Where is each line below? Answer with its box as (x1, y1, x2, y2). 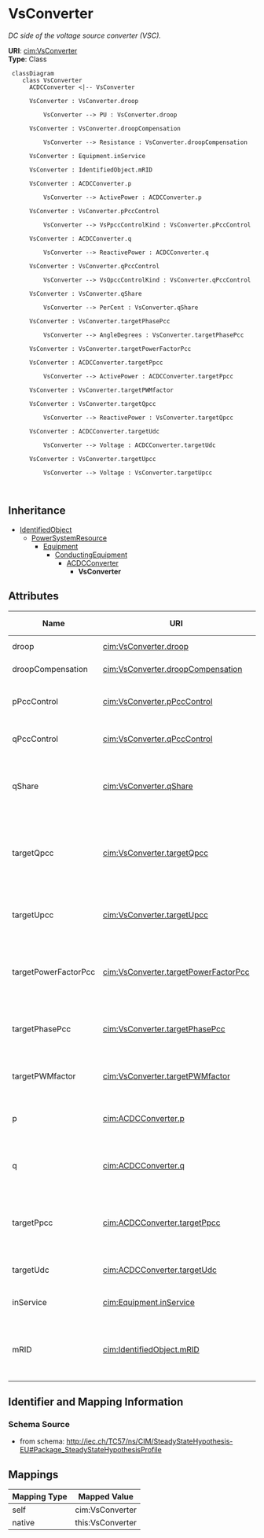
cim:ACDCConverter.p (102, 1112, 185, 1123)
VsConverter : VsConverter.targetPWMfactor (28, 386, 174, 394)
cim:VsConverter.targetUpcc (102, 909, 208, 920)
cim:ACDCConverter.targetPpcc (102, 1217, 221, 1228)
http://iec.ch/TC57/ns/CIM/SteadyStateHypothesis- (66, 1437, 233, 1446)
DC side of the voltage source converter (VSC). (8, 31, 161, 40)
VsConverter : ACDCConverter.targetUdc (28, 427, 159, 435)
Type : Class (8, 54, 47, 64)
